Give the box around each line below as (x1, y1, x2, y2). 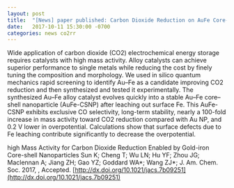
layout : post (7, 10, 45, 17)
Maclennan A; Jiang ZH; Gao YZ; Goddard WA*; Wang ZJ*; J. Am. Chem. (7, 158, 218, 167)
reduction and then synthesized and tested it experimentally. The (7, 86, 194, 94)
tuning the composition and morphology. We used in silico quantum (7, 71, 201, 79)
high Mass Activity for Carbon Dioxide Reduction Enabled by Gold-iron (7, 143, 210, 152)
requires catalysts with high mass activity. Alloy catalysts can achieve (7, 56, 207, 65)
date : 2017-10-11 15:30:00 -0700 (7, 23, 111, 30)
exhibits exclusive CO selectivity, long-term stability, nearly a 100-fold (25, 108, 226, 116)
